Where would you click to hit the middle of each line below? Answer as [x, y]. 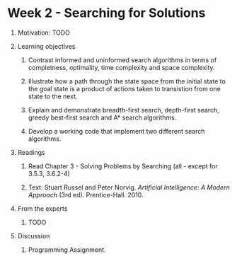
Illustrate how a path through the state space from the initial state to [127, 81]
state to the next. [53, 96]
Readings [31, 152]
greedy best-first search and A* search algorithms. [102, 117]
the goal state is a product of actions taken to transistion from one [124, 88]
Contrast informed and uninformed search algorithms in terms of [122, 60]
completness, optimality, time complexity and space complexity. [121, 67]
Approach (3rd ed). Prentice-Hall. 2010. [86, 195]
